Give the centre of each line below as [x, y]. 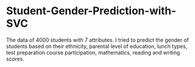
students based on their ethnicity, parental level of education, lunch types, [97, 46]
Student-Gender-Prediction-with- [91, 11]
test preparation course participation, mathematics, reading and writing [93, 52]
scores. [15, 59]
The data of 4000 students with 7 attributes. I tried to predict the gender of [97, 40]
